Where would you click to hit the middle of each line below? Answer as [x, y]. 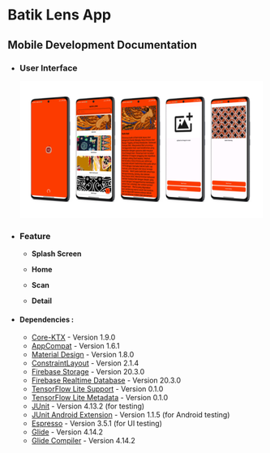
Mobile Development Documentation [103, 45]
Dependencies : [47, 319]
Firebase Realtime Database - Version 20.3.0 [106, 380]
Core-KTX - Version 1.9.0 [73, 337]
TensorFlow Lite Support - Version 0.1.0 [97, 389]
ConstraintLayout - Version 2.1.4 [85, 363]
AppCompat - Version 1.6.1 [75, 346]
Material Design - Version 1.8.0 [83, 355]
